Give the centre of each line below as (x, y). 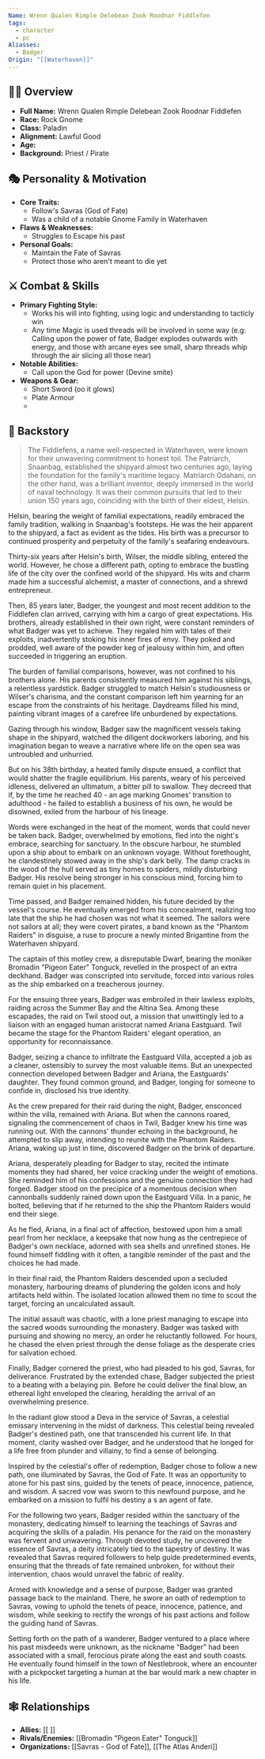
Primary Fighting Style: (59, 305)
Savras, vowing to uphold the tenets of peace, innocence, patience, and (125, 1607)
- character (35, 30)
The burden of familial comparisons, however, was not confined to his (122, 671)
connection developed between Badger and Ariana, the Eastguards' (119, 1074)
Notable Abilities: (49, 364)
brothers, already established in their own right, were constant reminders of (131, 622)
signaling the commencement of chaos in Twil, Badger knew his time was (128, 1123)
